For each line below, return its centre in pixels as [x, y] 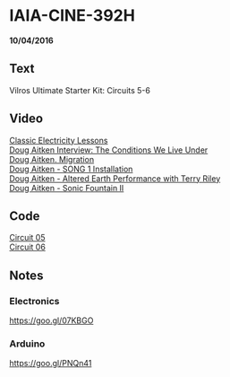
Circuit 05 [27, 238]
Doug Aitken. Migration [52, 159]
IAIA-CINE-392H [72, 16]
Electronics [34, 301]
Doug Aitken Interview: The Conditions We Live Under [109, 150]
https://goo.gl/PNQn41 [51, 364]
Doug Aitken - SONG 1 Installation [71, 169]
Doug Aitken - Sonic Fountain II [67, 188]
